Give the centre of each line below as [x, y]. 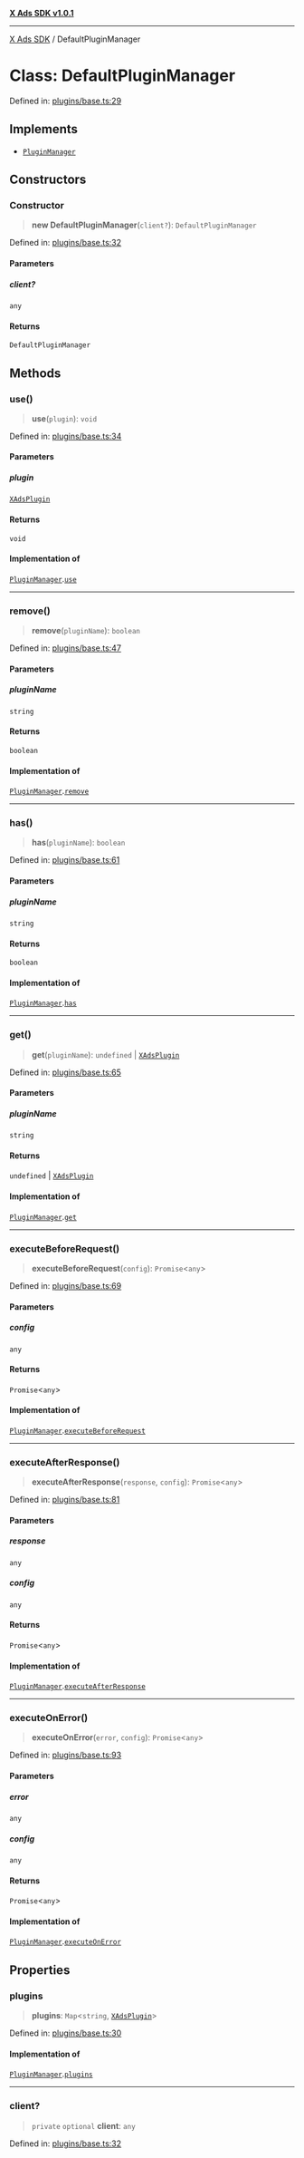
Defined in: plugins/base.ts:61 [65, 860]
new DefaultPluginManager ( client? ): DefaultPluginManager [144, 225]
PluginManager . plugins [51, 2074]
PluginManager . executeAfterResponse [78, 1686]
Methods [35, 373]
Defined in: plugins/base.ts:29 [66, 101]
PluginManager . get [43, 1216]
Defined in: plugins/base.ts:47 [66, 648]
